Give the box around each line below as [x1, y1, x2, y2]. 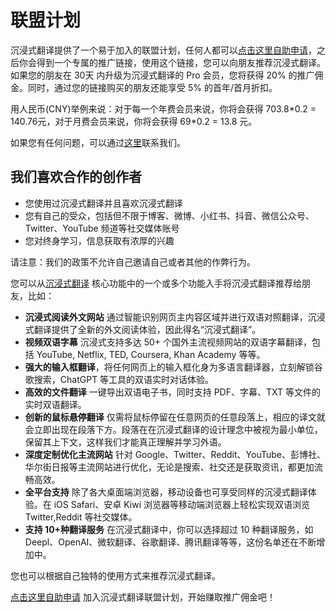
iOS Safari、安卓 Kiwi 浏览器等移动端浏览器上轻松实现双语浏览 [53, 498, 310, 510]
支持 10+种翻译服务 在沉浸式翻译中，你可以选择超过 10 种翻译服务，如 [24, 523, 314, 535]
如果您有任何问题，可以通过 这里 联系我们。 [10, 136, 186, 148]
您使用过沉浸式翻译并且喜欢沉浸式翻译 [24, 197, 183, 209]
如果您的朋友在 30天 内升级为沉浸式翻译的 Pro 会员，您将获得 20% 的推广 [10, 69, 315, 81]
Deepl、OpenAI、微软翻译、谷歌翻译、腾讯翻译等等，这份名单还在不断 [24, 536, 317, 548]
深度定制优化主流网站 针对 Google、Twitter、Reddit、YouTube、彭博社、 [24, 448, 327, 460]
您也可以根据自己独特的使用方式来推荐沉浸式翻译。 [10, 569, 221, 581]
